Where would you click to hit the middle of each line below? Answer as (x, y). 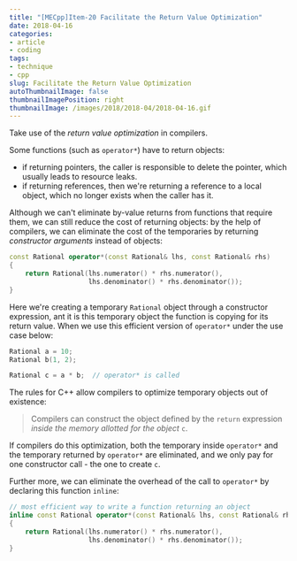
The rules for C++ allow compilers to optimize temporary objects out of (139, 392)
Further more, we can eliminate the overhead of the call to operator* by (139, 481)
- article (27, 42)
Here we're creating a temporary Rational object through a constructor (138, 307)
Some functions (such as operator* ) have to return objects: (117, 150)
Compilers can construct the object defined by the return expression (156, 419)
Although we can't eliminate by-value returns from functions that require (141, 212)
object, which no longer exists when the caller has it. (118, 196)
